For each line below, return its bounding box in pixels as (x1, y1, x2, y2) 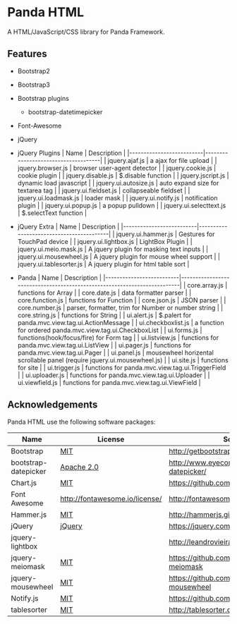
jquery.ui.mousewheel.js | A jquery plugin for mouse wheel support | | (17, 252, 221, 261)
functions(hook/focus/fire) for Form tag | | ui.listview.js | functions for (17, 333, 219, 342)
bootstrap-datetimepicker (28, 107, 103, 116)
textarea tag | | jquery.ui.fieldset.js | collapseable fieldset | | (17, 186, 190, 195)
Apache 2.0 (59, 462, 99, 472)
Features (7, 48, 47, 60)
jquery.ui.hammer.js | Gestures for (116, 230, 215, 238)
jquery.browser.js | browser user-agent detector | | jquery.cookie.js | (17, 164, 217, 172)
